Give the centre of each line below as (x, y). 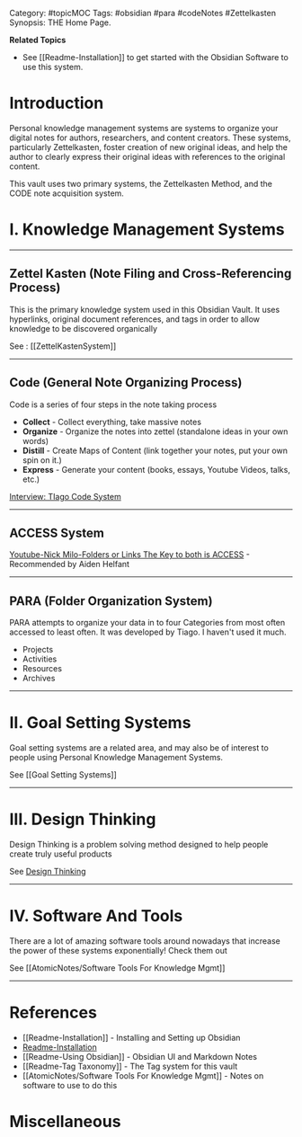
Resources (42, 669)
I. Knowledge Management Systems (147, 230)
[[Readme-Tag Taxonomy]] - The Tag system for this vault (130, 1066)
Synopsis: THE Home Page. (60, 22)
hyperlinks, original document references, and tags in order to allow (135, 319)
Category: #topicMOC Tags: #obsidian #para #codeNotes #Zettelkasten (143, 13)
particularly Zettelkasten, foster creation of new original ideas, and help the (148, 147)
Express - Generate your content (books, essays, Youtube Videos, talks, (156, 469)
